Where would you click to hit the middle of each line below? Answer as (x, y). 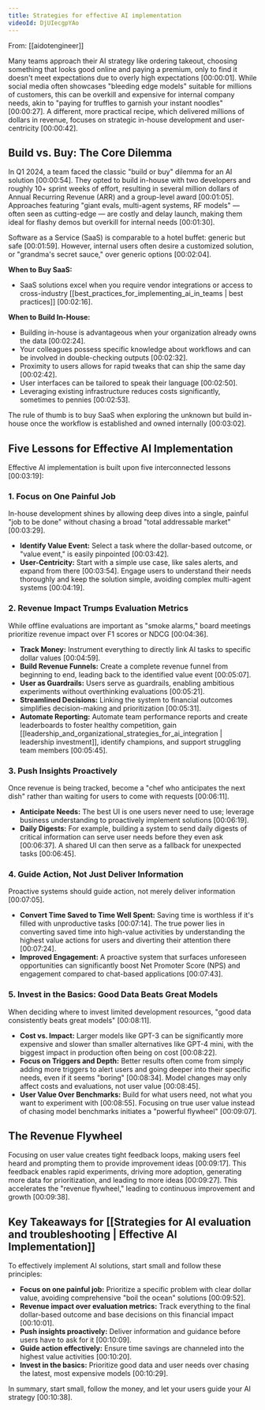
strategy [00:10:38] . (40, 1397)
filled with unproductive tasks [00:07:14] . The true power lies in (122, 923)
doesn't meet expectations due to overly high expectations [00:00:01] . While (132, 78)
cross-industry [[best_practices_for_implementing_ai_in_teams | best (131, 294)
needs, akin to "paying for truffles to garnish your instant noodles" (116, 103)
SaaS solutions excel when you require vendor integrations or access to (136, 285)
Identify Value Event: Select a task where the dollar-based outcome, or (136, 546)
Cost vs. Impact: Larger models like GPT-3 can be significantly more (131, 1035)
